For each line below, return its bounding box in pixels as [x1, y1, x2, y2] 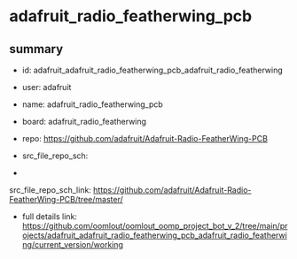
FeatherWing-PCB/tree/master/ [9, 194, 123, 204]
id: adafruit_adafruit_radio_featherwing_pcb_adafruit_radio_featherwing [21, 65, 284, 75]
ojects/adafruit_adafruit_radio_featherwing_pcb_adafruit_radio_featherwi [21, 230, 288, 240]
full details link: [21, 211, 78, 222]
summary [9, 42, 64, 57]
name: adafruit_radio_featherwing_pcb [21, 99, 164, 110]
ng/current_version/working [21, 240, 124, 249]
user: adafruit [21, 82, 72, 92]
